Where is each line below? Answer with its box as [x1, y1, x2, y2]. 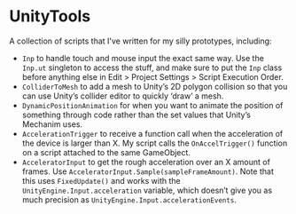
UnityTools [9, 6, 91, 27]
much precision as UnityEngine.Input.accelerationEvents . [21, 194, 238, 205]
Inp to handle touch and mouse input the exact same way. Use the [21, 52, 264, 63]
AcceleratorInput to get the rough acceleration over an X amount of [21, 156, 270, 167]
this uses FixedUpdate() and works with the [21, 175, 181, 186]
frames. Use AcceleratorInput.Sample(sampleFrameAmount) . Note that [21, 166, 275, 177]
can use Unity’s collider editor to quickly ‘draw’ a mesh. [21, 91, 224, 101]
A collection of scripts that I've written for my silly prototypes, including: [9, 36, 272, 46]
